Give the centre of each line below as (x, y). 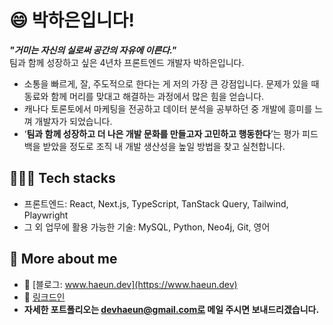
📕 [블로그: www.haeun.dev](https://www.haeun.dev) (130, 284)
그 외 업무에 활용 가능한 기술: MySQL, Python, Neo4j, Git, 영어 (147, 227)
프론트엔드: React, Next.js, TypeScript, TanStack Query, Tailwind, (156, 203)
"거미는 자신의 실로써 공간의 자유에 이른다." (93, 50)
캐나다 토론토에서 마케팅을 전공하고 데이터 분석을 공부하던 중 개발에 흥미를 (168, 108)
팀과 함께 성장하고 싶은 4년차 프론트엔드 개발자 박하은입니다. (127, 62)
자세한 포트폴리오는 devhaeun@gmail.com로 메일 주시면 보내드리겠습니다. (171, 309)
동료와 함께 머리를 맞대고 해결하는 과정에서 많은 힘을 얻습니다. (144, 96)
